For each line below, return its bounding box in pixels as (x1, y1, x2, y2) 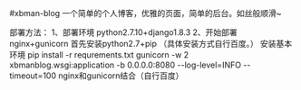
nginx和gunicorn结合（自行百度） (58, 70, 184, 81)
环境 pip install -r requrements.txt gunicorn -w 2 (9, 49, 189, 60)
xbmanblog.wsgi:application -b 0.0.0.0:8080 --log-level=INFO (9, 59, 242, 70)
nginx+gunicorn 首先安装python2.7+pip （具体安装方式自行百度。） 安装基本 (9, 39, 293, 49)
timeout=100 (9, 70, 57, 81)
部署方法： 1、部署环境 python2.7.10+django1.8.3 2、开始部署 (9, 27, 238, 38)
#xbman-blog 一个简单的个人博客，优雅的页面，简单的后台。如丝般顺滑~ (9, 8, 283, 18)
